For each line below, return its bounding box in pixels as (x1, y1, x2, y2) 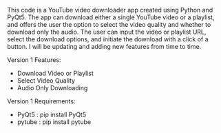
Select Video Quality (17, 76, 76, 85)
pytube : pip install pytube (17, 118, 92, 126)
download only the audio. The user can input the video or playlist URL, (7, 28, 207, 36)
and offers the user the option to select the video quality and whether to (7, 21, 211, 28)
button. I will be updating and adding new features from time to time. (7, 43, 202, 50)
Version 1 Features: (7, 56, 61, 64)
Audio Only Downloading (17, 84, 88, 92)
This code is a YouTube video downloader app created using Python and (7, 6, 213, 14)
